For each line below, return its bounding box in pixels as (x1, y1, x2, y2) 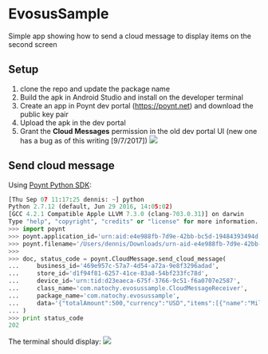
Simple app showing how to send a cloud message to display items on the (8, 31, 251, 41)
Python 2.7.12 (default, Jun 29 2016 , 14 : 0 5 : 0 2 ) (8, 203, 173, 211)
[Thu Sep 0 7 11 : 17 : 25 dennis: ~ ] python (8, 195, 145, 203)
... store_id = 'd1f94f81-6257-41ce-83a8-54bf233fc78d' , (8, 269, 209, 277)
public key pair (19, 109, 69, 119)
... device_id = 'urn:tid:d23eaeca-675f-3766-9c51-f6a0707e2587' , (8, 277, 241, 285)
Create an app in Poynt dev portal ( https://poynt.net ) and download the (19, 100, 254, 110)
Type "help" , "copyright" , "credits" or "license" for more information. (8, 218, 259, 226)
